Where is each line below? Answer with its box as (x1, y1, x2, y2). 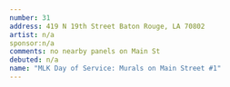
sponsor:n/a (9, 38, 55, 48)
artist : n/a (9, 30, 55, 39)
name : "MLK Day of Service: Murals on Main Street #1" (9, 64, 222, 73)
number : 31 (9, 13, 51, 23)
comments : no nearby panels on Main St (9, 47, 161, 56)
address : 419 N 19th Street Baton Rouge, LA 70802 (9, 22, 205, 31)
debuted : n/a (9, 55, 59, 64)
